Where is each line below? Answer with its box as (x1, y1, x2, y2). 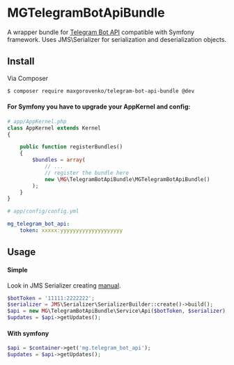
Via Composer (7, 74, 49, 82)
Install (7, 56, 35, 68)
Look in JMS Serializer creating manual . (7, 281, 121, 290)
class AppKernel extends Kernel (7, 124, 101, 132)
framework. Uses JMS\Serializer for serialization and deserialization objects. (7, 35, 227, 43)
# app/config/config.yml (7, 208, 79, 215)
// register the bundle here (44, 169, 130, 176)
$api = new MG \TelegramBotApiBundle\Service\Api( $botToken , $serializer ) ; (7, 308, 229, 315)
